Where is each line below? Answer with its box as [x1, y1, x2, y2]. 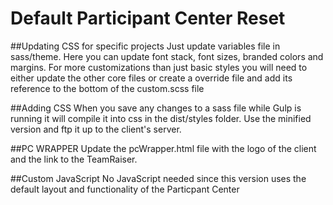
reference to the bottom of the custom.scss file [10, 82, 205, 94]
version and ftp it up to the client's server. [10, 123, 182, 135]
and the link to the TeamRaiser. [10, 153, 138, 165]
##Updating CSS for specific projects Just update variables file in [10, 40, 281, 52]
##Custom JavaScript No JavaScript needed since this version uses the [10, 172, 307, 184]
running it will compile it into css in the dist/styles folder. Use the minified [10, 112, 312, 124]
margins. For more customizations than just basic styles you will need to [10, 61, 308, 73]
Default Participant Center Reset [10, 7, 286, 30]
